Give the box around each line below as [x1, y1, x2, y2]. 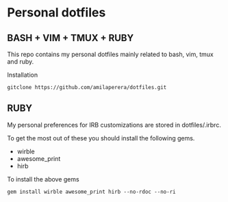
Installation [7, 71, 38, 79]
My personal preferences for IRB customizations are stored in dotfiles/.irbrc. [7, 121, 221, 129]
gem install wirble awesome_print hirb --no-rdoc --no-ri [7, 188, 176, 195]
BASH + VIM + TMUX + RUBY [7, 32, 134, 44]
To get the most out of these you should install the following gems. [7, 134, 195, 142]
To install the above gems [7, 175, 80, 183]
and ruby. [7, 58, 34, 66]
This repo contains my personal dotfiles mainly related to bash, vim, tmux [7, 50, 214, 58]
